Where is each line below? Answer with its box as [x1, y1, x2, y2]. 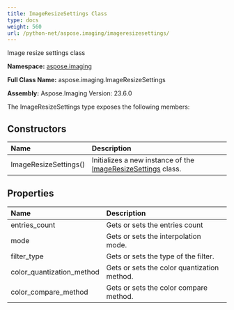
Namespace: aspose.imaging [7, 62, 93, 70]
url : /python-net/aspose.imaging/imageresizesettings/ [7, 29, 170, 37]
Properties [7, 187, 54, 199]
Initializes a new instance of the [91, 155, 195, 165]
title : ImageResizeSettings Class [7, 10, 108, 17]
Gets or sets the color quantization [106, 263, 219, 272]
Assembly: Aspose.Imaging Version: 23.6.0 [7, 89, 132, 98]
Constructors [7, 123, 67, 134]
